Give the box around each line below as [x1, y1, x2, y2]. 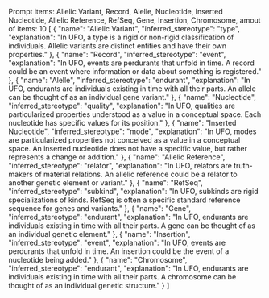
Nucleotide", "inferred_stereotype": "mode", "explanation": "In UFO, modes [8, 126, 257, 136]
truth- [233, 161, 253, 170]
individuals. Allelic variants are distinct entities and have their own [8, 41, 227, 51]
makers [8, 169, 34, 179]
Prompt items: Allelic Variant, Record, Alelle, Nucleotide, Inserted [8, 7, 223, 16]
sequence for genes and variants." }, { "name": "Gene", [8, 204, 192, 213]
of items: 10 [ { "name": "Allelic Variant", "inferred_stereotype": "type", [8, 24, 240, 33]
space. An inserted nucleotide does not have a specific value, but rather [8, 144, 248, 153]
